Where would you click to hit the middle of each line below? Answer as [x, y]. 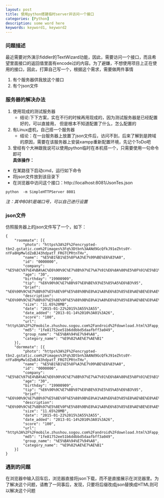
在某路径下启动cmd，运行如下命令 [47, 170]
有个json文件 [25, 86]
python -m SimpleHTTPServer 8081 [41, 192]
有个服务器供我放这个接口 [38, 80]
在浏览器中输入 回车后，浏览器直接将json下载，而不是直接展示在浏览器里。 [80, 478]
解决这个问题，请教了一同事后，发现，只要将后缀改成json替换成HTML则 [82, 485]
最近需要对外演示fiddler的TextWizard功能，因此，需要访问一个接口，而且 [79, 57]
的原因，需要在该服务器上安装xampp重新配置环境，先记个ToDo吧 [85, 141]
